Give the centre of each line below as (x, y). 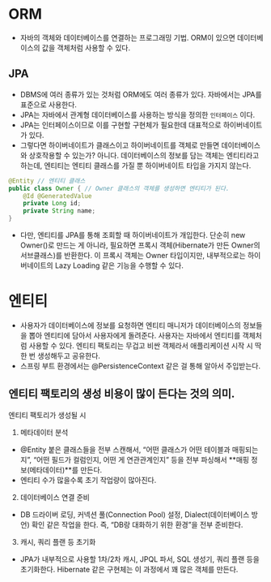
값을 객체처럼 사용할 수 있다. (86, 47)
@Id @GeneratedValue (57, 196)
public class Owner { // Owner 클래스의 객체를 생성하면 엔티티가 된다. (119, 188)
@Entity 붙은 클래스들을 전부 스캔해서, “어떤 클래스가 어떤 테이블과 (125, 449)
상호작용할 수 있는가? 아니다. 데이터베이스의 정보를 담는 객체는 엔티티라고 (144, 155)
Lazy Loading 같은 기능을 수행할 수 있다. (119, 265)
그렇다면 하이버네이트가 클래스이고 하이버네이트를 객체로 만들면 (120, 145)
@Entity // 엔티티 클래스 (47, 181)
